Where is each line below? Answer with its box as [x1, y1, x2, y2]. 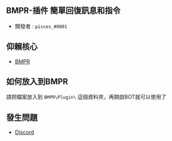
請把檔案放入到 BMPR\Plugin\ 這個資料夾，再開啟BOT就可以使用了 [6, 93, 167, 101]
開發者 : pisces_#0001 [14, 23, 67, 30]
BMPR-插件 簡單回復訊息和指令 [6, 5, 121, 16]
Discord [14, 129, 35, 136]
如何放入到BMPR [6, 77, 68, 87]
